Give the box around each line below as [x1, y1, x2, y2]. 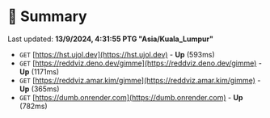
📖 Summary [7, 7, 87, 26]
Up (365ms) [19, 84, 60, 94]
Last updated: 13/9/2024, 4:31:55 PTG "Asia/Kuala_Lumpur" [7, 34, 213, 44]
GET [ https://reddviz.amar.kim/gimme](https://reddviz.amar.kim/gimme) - [19, 75, 261, 85]
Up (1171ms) [19, 66, 60, 76]
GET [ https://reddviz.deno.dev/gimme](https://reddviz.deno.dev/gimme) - [19, 58, 263, 68]
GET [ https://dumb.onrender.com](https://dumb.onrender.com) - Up [19, 92, 243, 102]
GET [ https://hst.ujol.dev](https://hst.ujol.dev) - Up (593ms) [19, 49, 215, 59]
